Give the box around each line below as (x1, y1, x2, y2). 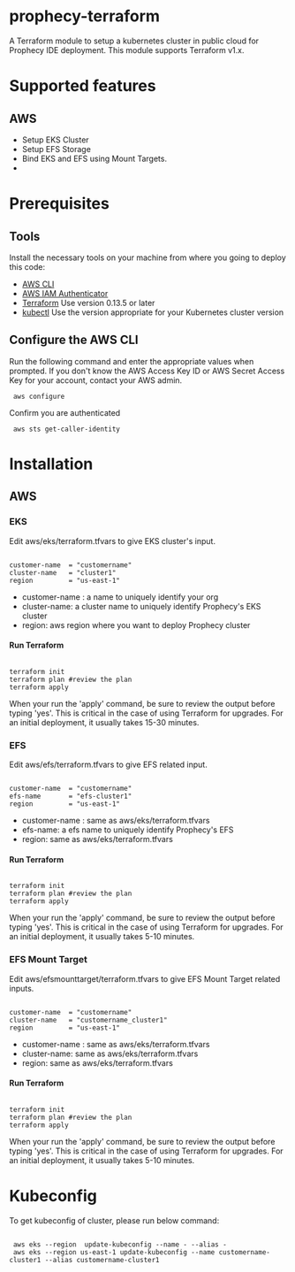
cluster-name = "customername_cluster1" (9, 1015, 168, 1024)
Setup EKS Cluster (21, 134, 90, 145)
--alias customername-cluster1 (44, 1255, 161, 1264)
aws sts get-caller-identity (12, 425, 121, 433)
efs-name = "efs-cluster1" (9, 792, 132, 801)
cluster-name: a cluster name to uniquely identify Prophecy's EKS (21, 601, 261, 611)
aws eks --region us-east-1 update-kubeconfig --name (12, 1247, 216, 1257)
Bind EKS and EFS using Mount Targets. (21, 153, 168, 164)
